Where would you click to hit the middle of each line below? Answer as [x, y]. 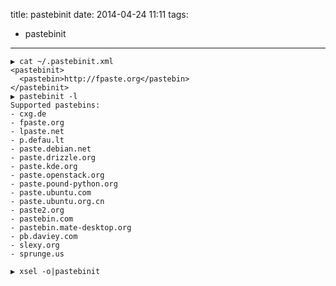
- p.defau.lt [37, 140]
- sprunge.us [37, 254]
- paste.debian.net [51, 149]
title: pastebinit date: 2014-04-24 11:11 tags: [99, 14]
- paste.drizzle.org [53, 158]
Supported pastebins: [55, 105]
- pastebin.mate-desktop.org [71, 228]
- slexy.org [35, 245]
